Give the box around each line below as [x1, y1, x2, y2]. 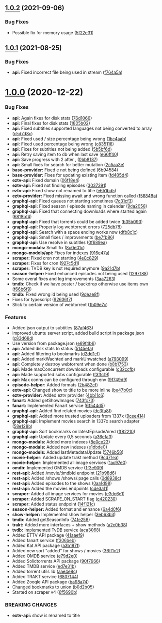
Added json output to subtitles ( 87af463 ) [12, 325, 94, 331]
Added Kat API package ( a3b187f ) [12, 543, 80, 548]
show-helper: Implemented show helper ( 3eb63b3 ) [12, 512, 116, 518]
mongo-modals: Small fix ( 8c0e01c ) [12, 244, 85, 250]
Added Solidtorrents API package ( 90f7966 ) [12, 558, 100, 564]
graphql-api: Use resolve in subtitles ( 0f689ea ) [12, 239, 108, 245]
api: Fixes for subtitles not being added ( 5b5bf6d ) [12, 146, 112, 152]
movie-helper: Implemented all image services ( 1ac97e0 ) [12, 460, 127, 465]
